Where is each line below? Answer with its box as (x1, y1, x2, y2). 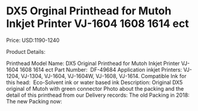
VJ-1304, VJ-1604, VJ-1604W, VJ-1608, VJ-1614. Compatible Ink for (20, 72, 187, 79)
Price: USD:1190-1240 (6, 36, 60, 44)
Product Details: (6, 48, 46, 55)
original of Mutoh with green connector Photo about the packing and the (6, 85, 184, 92)
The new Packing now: (6, 97, 63, 105)
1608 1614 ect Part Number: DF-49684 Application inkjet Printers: (20, 66, 182, 73)
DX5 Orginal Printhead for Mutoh (6, 4, 172, 18)
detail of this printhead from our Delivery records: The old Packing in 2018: (6, 91, 190, 98)
